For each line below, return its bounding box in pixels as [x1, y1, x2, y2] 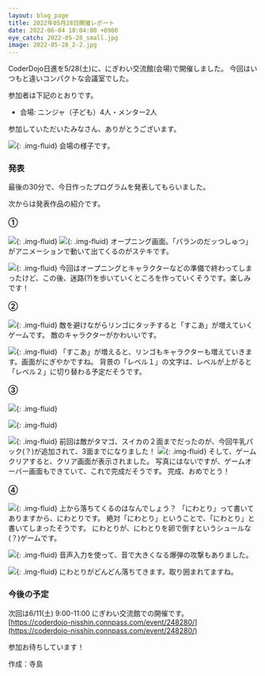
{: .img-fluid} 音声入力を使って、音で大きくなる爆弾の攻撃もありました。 [16, 550, 253, 560]
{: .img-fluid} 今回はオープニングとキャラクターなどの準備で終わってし [16, 263, 246, 273]
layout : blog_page [8, 11, 69, 20]
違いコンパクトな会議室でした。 [28, 74, 133, 83]
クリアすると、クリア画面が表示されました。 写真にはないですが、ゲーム [8, 456, 245, 466]
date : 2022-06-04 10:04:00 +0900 [8, 26, 119, 34]
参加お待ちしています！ [8, 642, 85, 651]
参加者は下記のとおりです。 [8, 90, 98, 100]
